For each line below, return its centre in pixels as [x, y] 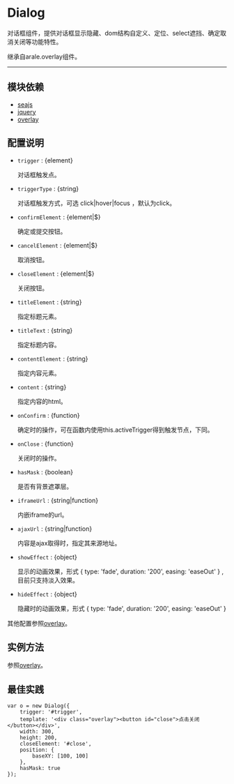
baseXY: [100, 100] [61, 756]
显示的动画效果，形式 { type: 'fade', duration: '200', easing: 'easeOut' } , [120, 571]
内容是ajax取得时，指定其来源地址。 [69, 543]
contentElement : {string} [53, 359]
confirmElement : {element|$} [59, 217]
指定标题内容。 [39, 345]
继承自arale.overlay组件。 [44, 56]
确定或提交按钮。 [42, 231]
